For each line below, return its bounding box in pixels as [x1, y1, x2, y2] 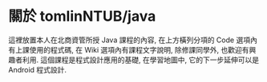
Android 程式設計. [8, 64, 67, 74]
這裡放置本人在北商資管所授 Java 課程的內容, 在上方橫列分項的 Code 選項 [8, 35, 251, 45]
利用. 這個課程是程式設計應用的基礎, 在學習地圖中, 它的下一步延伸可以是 [22, 55, 259, 64]
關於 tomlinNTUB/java [8, 7, 156, 25]
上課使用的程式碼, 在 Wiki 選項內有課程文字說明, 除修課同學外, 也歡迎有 [14, 45, 250, 54]
